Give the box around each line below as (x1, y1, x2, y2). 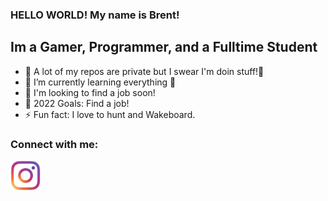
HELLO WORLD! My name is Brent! (10, 8, 180, 22)
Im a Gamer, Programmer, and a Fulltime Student (10, 39, 318, 56)
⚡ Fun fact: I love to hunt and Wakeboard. (24, 108, 196, 120)
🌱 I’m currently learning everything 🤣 (24, 76, 177, 88)
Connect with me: (10, 137, 99, 151)
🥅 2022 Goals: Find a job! (24, 97, 130, 109)
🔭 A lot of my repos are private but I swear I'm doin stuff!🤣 (24, 65, 265, 77)
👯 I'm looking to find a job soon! (24, 86, 156, 98)
